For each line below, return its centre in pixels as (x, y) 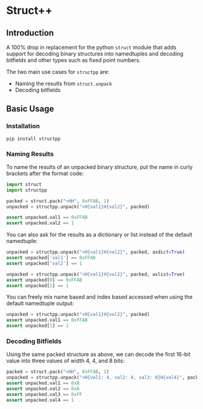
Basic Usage (30, 109)
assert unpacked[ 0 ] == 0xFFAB (44, 280)
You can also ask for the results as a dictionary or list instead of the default (99, 235)
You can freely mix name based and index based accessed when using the (99, 297)
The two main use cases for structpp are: (58, 72)
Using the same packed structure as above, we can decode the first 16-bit (98, 355)
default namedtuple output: (40, 303)
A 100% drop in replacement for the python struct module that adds (91, 47)
